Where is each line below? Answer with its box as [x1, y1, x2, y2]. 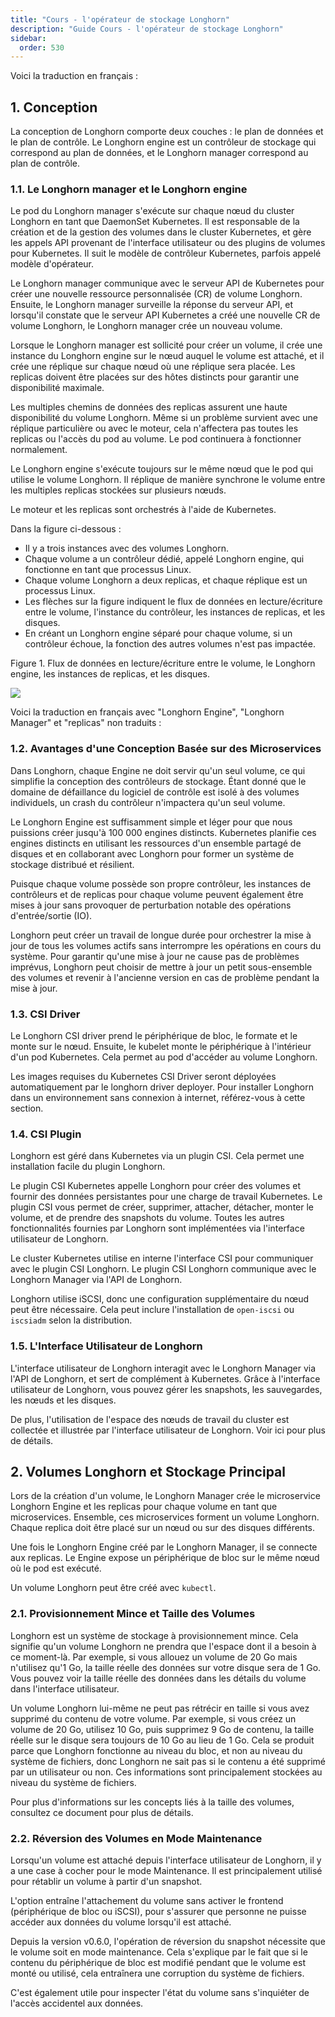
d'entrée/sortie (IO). [10, 909, 93, 921]
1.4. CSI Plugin [10, 1127, 82, 1141]
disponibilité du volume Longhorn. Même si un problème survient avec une [10, 412, 318, 424]
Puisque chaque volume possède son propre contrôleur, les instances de [10, 877, 312, 890]
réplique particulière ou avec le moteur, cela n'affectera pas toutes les [10, 422, 299, 435]
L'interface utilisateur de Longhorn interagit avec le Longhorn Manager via [10, 1362, 317, 1374]
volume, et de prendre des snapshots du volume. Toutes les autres [10, 1212, 285, 1224]
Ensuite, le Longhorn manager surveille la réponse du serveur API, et [10, 299, 294, 311]
